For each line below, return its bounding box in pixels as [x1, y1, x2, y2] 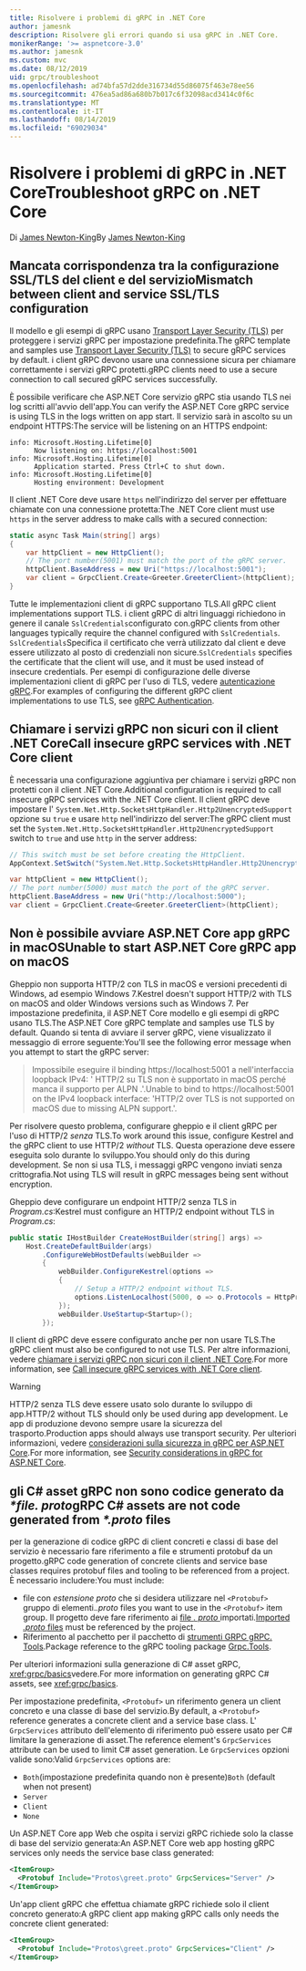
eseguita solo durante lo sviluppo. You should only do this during [9, 1149, 250, 1160]
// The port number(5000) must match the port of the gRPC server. [9, 884, 271, 893]
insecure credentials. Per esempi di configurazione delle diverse [9, 666, 250, 677]
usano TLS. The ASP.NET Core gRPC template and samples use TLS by [9, 1017, 275, 1028]
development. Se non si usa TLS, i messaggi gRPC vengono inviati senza [9, 1159, 282, 1170]
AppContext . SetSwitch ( [9, 858, 96, 867]
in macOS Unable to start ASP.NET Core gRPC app [9, 940, 297, 956]
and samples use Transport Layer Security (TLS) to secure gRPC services [9, 344, 287, 356]
